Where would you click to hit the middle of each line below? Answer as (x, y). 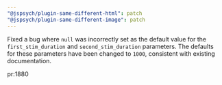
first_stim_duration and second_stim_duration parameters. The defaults (110, 46)
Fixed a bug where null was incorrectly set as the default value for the (107, 39)
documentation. (29, 61)
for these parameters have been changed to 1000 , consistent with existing (111, 53)
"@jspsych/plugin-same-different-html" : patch (75, 13)
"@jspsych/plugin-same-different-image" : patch (76, 20)
